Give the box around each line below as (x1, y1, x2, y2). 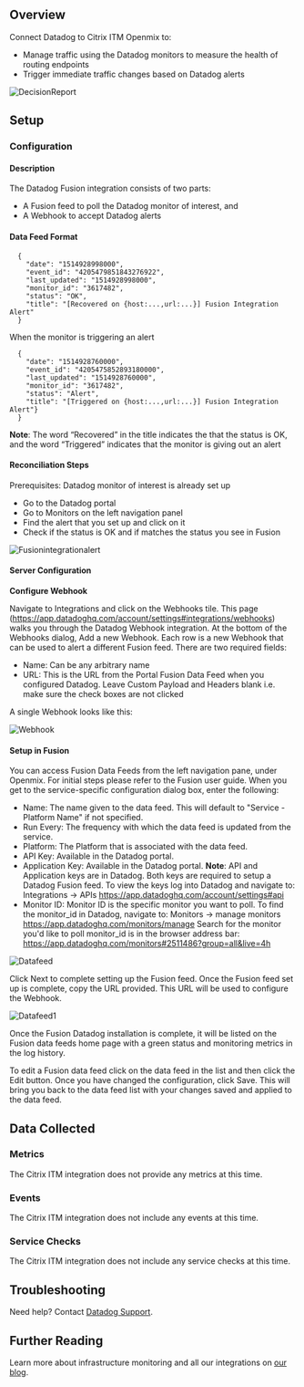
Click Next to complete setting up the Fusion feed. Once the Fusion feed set (9, 974, 294, 985)
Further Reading (9, 1332, 104, 1349)
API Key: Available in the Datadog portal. (22, 850, 175, 861)
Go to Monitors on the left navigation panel (22, 506, 184, 518)
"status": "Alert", (25, 389, 100, 398)
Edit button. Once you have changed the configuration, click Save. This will (9, 1075, 291, 1086)
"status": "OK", (25, 291, 88, 300)
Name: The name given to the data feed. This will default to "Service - (22, 802, 285, 813)
